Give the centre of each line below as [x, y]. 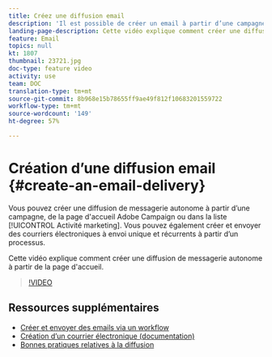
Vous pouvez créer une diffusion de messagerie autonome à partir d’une [129, 208]
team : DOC [25, 83]
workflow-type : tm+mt [45, 106]
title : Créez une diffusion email [67, 16]
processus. [27, 242]
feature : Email [34, 38]
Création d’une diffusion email [112, 169]
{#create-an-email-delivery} [107, 186]
